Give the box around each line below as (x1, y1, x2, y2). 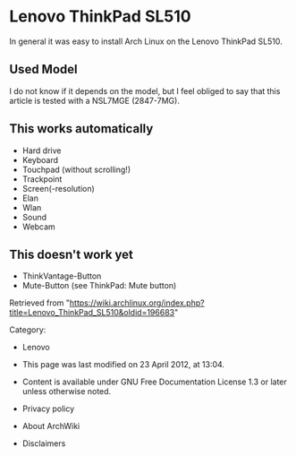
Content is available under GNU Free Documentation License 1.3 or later (21, 376, 288, 387)
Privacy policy (21, 403, 75, 414)
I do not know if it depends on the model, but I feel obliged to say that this (9, 85, 281, 96)
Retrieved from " (9, 297, 70, 308)
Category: (9, 324, 47, 335)
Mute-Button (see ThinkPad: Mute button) (21, 280, 177, 291)
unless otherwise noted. (21, 386, 112, 397)
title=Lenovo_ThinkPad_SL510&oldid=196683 (9, 307, 175, 318)
